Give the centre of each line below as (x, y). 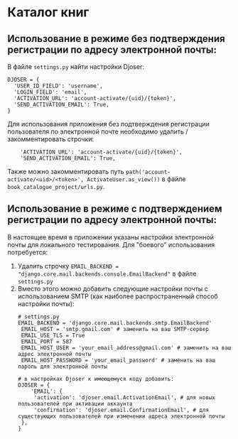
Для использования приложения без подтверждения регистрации (108, 124)
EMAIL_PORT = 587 (47, 342)
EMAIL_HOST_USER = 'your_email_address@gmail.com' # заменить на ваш (126, 348)
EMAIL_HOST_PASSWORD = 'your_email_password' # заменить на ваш (118, 360)
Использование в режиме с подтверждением (115, 209)
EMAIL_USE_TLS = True (53, 335)
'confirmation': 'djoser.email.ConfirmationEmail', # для (121, 410)
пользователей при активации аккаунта (75, 403)
